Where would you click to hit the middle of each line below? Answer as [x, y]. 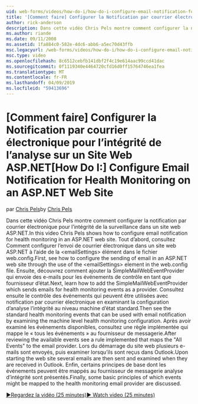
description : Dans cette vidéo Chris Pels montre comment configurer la [97, 28]
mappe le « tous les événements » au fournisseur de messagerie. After [91, 333]
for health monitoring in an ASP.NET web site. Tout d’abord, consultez [91, 239]
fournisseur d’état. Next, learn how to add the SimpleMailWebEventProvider [97, 283]
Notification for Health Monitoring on [98, 180]
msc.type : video [26, 55]
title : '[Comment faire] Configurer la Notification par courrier [89, 17]
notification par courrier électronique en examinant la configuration [88, 302]
